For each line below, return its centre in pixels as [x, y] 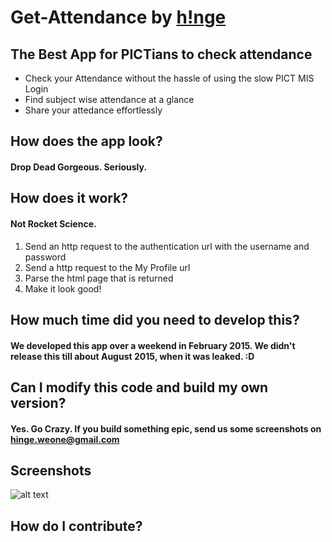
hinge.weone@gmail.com [65, 439]
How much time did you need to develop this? [155, 319]
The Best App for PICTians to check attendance [161, 54]
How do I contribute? [76, 526]
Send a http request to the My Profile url [107, 267]
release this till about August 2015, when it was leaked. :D [132, 356]
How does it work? [69, 198]
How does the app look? [86, 141]
